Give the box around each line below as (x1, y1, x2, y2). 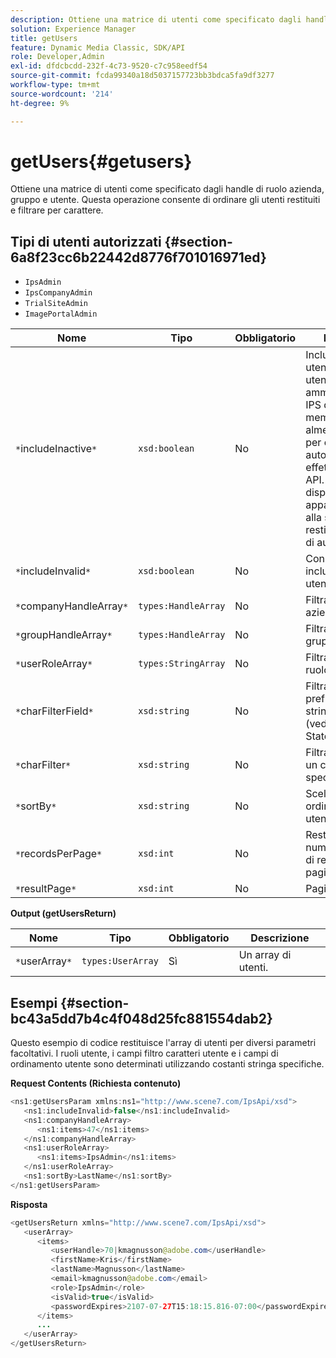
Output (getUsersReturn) (10, 907, 117, 920)
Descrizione (250, 931, 310, 945)
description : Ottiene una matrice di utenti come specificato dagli (10, 14, 302, 25)
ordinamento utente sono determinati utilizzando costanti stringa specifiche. (10, 1058, 325, 1070)
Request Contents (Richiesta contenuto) (10, 1077, 182, 1090)
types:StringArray (138, 658, 226, 670)
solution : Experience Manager (10, 24, 137, 34)
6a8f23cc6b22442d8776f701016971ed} (10, 249, 267, 266)
